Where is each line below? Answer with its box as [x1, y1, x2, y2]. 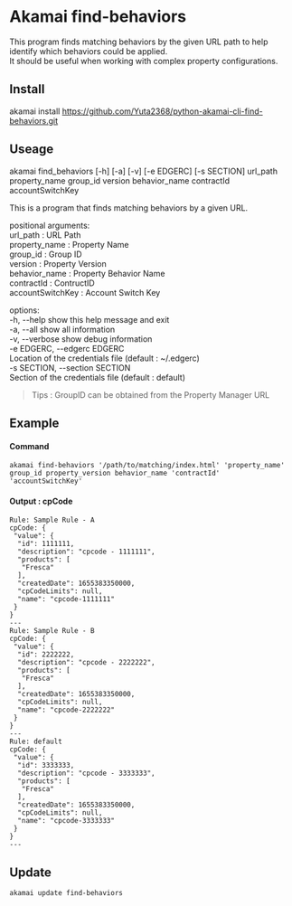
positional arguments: [9, 220, 90, 231]
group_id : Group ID [9, 249, 83, 260]
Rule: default [9, 737, 63, 747]
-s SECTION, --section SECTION [9, 362, 131, 373]
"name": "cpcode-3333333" [17, 816, 116, 826]
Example [9, 415, 60, 430]
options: [9, 305, 41, 316]
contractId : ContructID [9, 278, 95, 288]
